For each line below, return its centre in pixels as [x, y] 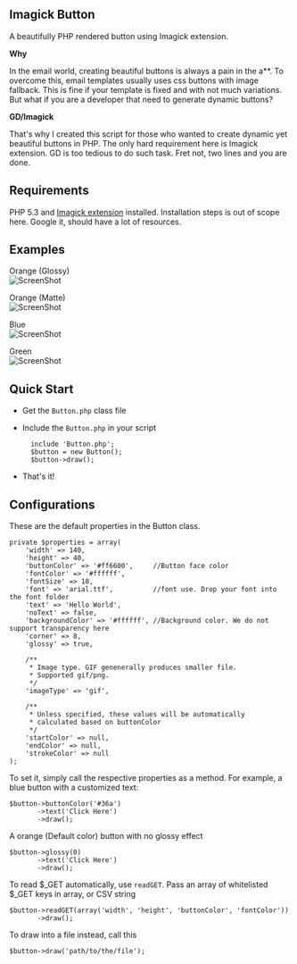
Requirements [49, 191]
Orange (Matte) [37, 298]
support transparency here [59, 629]
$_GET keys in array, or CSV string [73, 894]
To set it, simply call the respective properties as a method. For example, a [146, 778]
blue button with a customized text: [74, 788]
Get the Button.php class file [74, 411]
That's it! [38, 476]
